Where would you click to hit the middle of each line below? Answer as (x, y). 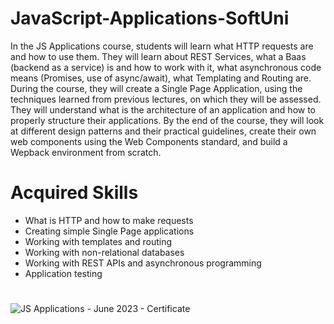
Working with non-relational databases (104, 252)
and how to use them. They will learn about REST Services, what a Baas (158, 56)
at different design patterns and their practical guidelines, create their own (163, 131)
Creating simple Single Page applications (109, 231)
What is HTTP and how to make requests (109, 220)
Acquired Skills (74, 193)
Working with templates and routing (98, 241)
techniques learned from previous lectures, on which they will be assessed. (166, 99)
